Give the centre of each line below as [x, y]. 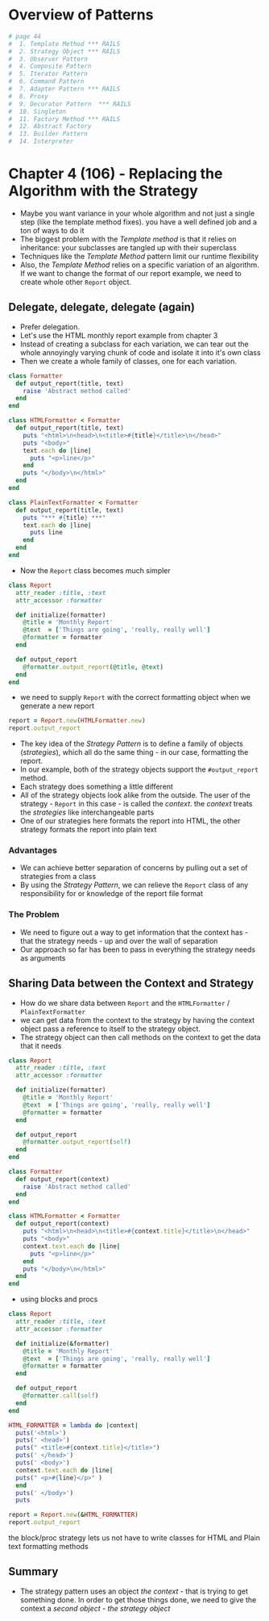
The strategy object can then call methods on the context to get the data [140, 1037]
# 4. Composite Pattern [50, 66]
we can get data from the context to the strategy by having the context [137, 1020]
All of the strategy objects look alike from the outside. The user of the [135, 795]
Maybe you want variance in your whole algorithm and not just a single [137, 213]
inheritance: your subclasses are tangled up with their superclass [128, 247]
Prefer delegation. [50, 327]
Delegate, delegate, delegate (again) [102, 307]
